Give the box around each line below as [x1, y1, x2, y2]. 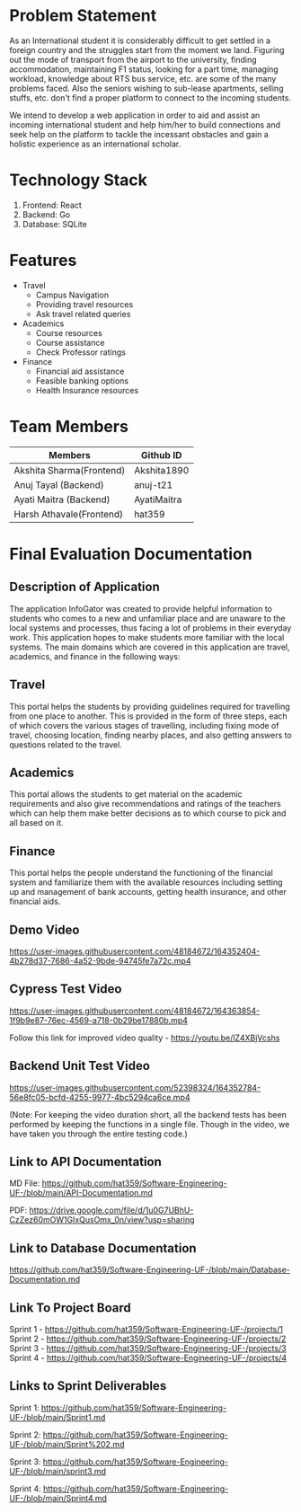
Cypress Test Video [9, 981, 122, 997]
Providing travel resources [35, 298, 134, 310]
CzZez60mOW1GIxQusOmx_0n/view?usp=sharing [9, 1215, 195, 1225]
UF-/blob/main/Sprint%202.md [9, 1438, 125, 1449]
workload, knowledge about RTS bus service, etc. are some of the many [9, 73, 277, 84]
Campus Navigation [35, 289, 110, 300]
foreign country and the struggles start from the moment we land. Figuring [9, 44, 285, 55]
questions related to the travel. [9, 738, 123, 750]
